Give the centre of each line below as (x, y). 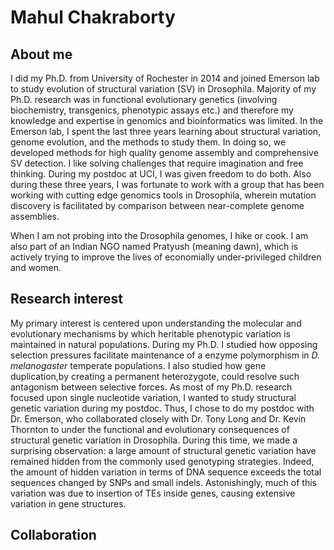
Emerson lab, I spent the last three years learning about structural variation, (166, 131)
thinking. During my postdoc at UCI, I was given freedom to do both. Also (161, 174)
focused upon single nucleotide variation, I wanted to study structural (153, 397)
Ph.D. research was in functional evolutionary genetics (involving (144, 99)
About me (41, 54)
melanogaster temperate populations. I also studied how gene (138, 365)
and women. (36, 267)
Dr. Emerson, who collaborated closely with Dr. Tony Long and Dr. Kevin (158, 418)
